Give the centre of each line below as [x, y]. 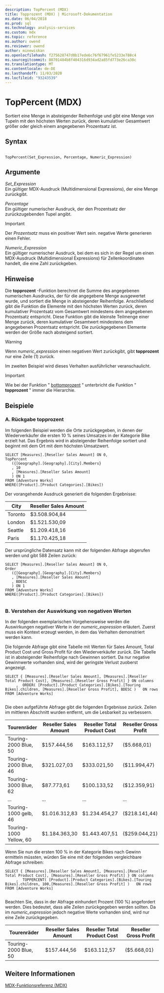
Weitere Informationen [40, 974]
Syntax [16, 142]
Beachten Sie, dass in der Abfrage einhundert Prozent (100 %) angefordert [80, 902]
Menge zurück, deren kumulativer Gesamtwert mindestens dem [69, 322]
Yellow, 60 [20, 840]
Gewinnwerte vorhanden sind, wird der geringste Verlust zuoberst [72, 662]
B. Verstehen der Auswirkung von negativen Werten [68, 611]
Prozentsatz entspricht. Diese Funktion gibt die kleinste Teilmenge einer [77, 317]
